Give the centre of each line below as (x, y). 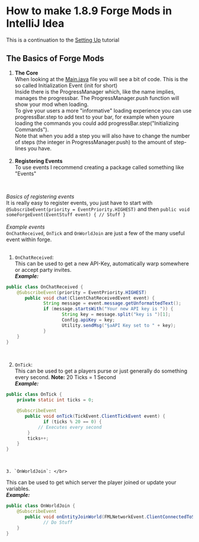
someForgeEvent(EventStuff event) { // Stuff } (66, 214)
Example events (26, 227)
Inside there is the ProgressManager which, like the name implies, (95, 92)
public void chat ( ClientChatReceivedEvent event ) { (90, 298)
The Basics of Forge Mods (55, 58)
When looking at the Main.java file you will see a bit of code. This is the (101, 79)
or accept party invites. (43, 270)
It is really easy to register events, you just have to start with (79, 203)
